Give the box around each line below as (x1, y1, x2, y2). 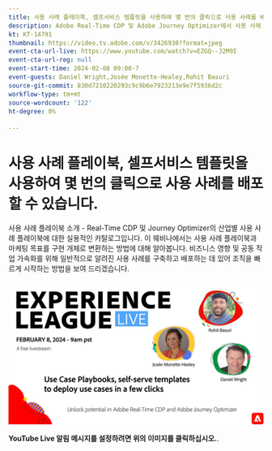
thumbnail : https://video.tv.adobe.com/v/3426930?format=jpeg (8, 39, 223, 47)
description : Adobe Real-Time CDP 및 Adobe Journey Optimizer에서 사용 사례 (8, 21, 261, 30)
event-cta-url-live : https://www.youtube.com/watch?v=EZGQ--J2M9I (8, 47, 237, 56)
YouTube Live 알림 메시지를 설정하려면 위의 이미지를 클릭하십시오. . (8, 433, 219, 443)
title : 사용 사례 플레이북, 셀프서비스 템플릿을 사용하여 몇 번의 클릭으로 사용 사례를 (8, 13, 257, 21)
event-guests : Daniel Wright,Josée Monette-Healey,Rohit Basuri (8, 73, 230, 81)
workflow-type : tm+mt (8, 90, 82, 98)
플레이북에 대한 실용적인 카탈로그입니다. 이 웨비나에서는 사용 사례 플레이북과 (16, 234, 257, 243)
